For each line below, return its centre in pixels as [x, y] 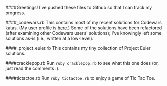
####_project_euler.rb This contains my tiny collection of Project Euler [78, 48]
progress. [15, 13]
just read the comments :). [32, 68]
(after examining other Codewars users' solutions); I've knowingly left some [83, 33]
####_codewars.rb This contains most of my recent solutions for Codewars [83, 22]
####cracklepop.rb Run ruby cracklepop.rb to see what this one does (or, [82, 63]
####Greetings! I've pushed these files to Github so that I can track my [79, 7]
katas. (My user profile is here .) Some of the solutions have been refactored [84, 28]
